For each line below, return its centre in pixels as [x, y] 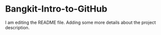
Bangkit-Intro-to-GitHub [56, 9]
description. [17, 27]
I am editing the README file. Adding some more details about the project [80, 22]
